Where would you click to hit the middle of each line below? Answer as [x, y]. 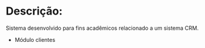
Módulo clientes [35, 39]
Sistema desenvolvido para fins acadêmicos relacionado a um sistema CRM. [102, 28]
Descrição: [34, 11]
